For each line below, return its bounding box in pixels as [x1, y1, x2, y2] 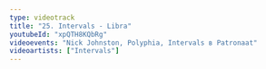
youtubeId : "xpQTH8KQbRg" [9, 30, 107, 39]
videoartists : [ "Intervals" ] [9, 47, 120, 56]
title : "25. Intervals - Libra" [9, 22, 132, 30]
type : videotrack [9, 13, 75, 22]
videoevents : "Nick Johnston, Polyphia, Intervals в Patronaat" [9, 38, 258, 47]
